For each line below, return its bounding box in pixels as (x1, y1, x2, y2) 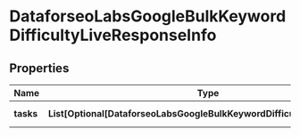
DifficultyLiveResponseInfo (9, 25, 217, 45)
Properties (9, 60, 70, 76)
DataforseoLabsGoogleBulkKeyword (9, 6, 287, 27)
